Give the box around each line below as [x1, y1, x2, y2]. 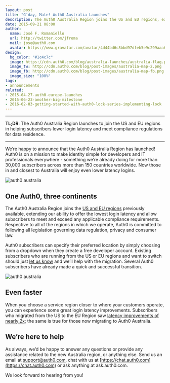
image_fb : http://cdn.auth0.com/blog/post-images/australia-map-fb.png [10, 69, 164, 74]
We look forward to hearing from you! [5, 372, 83, 378]
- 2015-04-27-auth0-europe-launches [5, 92, 82, 97]
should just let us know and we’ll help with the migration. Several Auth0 [5, 258, 154, 264]
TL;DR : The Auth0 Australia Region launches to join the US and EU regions [5, 120, 161, 127]
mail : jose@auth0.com [10, 41, 56, 46]
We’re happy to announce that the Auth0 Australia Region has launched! [5, 146, 155, 152]
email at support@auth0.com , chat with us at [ [5, 357, 102, 363]
